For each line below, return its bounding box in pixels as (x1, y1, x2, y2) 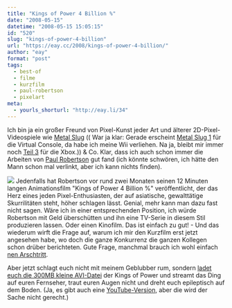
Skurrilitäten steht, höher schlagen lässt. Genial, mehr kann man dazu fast (7, 199, 218, 207)
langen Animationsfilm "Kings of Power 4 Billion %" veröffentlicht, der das (7, 184, 218, 192)
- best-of (13, 68, 42, 75)
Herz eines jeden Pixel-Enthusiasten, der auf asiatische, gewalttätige (7, 191, 204, 199)
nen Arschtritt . (7, 250, 48, 258)
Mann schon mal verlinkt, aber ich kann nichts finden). (7, 162, 163, 170)
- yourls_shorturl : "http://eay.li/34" (13, 107, 129, 114)
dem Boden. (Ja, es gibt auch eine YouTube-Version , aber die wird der (7, 285, 208, 294)
